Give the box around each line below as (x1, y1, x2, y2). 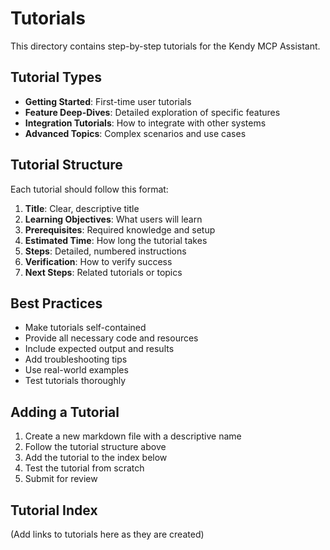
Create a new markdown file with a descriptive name (24, 430, 242, 442)
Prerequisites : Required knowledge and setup (24, 223, 216, 236)
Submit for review (24, 473, 98, 485)
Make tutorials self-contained (24, 322, 147, 334)
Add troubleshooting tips (24, 353, 128, 366)
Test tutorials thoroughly (24, 375, 127, 387)
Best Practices (10, 295, 103, 312)
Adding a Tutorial (10, 403, 120, 421)
